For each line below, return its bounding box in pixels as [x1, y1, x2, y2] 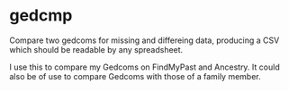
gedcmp [9, 5, 73, 26]
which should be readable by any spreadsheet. [9, 44, 184, 54]
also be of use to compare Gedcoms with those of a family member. [9, 70, 261, 81]
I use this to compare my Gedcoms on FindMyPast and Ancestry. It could [9, 62, 281, 72]
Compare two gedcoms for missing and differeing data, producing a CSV [9, 35, 280, 45]
